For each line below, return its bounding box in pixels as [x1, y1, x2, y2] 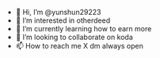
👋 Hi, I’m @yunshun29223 [15, 8, 101, 16]
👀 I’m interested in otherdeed [15, 16, 111, 25]
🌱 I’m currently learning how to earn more [15, 24, 152, 33]
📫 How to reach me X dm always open [15, 42, 144, 50]
